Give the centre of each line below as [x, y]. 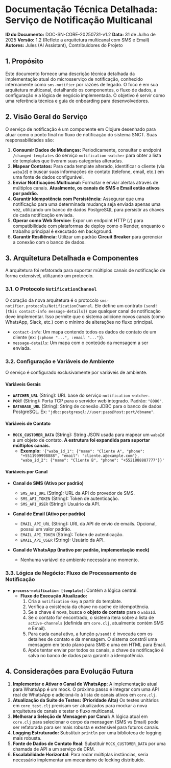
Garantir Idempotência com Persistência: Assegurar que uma [78, 199]
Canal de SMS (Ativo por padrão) [48, 483]
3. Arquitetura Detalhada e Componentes [72, 258]
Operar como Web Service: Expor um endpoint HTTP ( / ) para [78, 220]
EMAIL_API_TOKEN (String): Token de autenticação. [72, 534]
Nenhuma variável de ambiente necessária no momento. [80, 560]
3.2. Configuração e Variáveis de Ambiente [60, 361]
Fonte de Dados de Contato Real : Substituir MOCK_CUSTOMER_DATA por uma [89, 743]
